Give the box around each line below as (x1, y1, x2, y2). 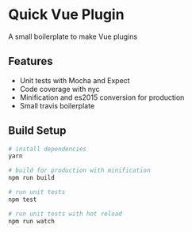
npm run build (8, 174, 56, 182)
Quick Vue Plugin (8, 6, 125, 24)
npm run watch (8, 217, 56, 225)
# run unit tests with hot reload (8, 210, 123, 218)
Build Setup (8, 124, 67, 138)
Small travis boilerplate (19, 101, 95, 110)
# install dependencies (8, 145, 87, 153)
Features (8, 55, 53, 68)
